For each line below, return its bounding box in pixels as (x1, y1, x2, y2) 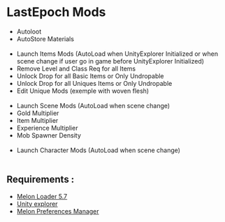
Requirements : (6, 174, 75, 186)
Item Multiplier (16, 116, 59, 124)
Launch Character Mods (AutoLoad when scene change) (16, 146, 181, 154)
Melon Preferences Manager (16, 207, 99, 215)
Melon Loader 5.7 (16, 192, 68, 200)
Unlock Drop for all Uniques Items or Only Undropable (16, 79, 173, 87)
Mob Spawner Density (16, 131, 82, 140)
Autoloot (16, 27, 42, 36)
